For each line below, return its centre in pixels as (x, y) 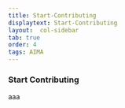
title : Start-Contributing (52, 15)
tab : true (24, 37)
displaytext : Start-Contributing (63, 23)
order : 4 (22, 45)
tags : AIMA (26, 52)
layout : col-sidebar (44, 30)
